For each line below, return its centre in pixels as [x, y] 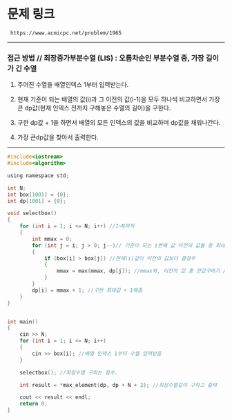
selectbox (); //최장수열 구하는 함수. [69, 372]
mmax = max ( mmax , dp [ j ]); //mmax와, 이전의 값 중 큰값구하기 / [141, 271]
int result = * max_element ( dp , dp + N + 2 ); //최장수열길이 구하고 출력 [118, 385]
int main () [23, 321]
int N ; [17, 188]
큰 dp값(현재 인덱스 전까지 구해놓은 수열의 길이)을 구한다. [94, 108]
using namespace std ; [38, 176]
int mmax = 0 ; [52, 239]
